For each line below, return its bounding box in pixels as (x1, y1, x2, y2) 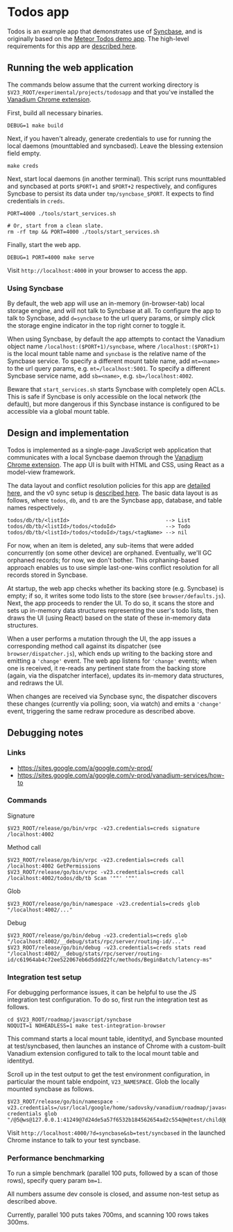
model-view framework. (7, 468, 76, 476)
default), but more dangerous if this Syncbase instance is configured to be (7, 400, 220, 408)
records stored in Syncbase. (7, 571, 88, 579)
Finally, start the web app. (7, 240, 81, 248)
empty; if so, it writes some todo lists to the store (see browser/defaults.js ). (7, 591, 226, 600)
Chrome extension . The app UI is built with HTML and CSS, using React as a (7, 460, 225, 469)
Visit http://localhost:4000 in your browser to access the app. (7, 266, 188, 274)
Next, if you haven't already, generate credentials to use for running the (7, 134, 212, 142)
